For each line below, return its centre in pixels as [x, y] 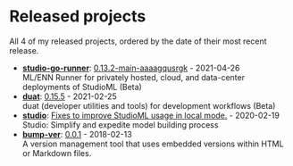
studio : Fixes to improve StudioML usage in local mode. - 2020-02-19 [151, 115]
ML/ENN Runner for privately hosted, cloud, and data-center [134, 77]
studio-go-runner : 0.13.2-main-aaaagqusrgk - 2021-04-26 [131, 68]
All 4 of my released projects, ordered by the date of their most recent [138, 41]
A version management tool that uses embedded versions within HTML [153, 144]
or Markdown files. [57, 153]
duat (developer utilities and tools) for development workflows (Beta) [149, 105]
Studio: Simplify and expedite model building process [120, 124]
